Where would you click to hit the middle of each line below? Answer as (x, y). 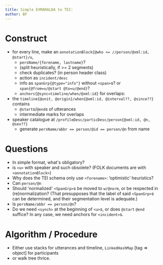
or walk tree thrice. (31, 258)
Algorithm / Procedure (51, 234)
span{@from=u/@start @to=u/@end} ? (55, 88)
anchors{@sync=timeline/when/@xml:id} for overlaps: (72, 94)
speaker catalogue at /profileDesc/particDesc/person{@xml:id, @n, (81, 120)
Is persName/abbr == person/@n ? (44, 204)
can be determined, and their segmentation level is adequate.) (75, 199)
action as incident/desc (44, 78)
